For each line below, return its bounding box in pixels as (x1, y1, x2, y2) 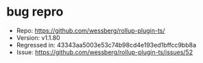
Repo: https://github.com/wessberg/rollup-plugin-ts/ (16, 26, 165, 35)
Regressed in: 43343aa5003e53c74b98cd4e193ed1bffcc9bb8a (16, 41, 197, 49)
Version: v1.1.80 (16, 33, 60, 41)
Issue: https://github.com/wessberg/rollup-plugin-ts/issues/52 (16, 48, 193, 56)
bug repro (6, 4, 64, 20)
